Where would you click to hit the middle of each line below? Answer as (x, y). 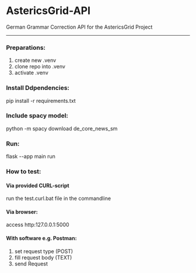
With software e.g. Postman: (41, 239)
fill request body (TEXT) (43, 257)
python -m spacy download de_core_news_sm (62, 128)
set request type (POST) (44, 251)
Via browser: (22, 212)
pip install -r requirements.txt (41, 101)
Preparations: (26, 47)
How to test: (24, 172)
